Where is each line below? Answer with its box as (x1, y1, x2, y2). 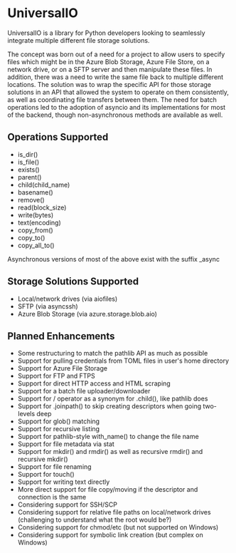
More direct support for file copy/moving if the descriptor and (17, 485, 198, 494)
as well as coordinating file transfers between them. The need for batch (7, 95, 217, 104)
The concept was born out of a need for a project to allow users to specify (7, 50, 225, 58)
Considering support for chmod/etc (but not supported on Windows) (17, 523, 219, 532)
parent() (17, 172, 42, 181)
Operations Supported (7, 131, 109, 143)
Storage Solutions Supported (7, 276, 139, 288)
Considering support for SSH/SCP (17, 500, 117, 509)
